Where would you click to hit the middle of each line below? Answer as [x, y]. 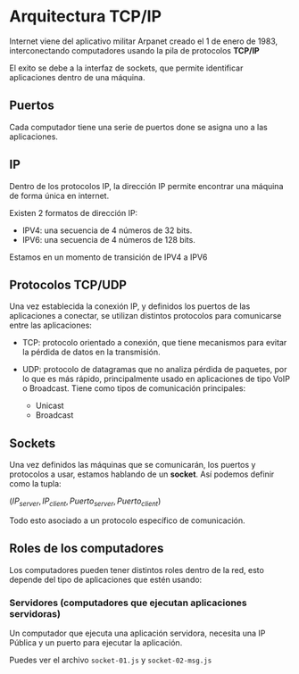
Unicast [50, 406]
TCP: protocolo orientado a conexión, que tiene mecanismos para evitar [154, 343]
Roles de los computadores [87, 549]
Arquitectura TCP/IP [86, 17]
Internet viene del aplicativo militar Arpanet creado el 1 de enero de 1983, [144, 41]
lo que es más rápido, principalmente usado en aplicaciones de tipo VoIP [156, 379]
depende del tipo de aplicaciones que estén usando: [106, 579]
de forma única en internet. [59, 196]
